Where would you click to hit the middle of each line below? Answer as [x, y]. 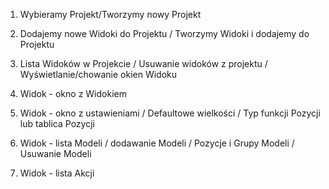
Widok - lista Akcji [57, 173]
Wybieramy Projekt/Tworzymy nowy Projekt [110, 14]
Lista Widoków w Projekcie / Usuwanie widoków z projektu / [143, 63]
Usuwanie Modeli [55, 153]
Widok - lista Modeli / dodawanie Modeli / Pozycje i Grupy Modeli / [157, 143]
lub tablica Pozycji [57, 123]
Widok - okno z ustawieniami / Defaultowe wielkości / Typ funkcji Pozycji [170, 113]
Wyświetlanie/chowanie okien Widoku [98, 74]
